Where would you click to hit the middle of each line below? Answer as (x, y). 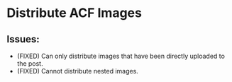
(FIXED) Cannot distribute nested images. (78, 71)
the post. (30, 64)
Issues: (23, 39)
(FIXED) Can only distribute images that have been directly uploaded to (121, 56)
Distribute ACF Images (74, 13)
